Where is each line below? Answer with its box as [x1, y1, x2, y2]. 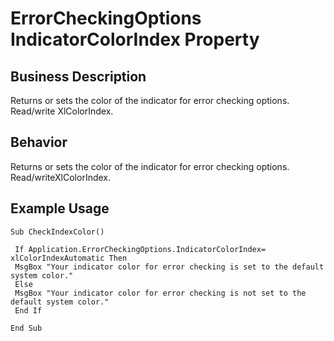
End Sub [10, 323, 43, 333]
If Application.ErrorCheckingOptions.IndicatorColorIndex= [14, 244, 267, 254]
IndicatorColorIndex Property [10, 28, 260, 51]
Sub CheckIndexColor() [10, 227, 105, 237]
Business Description [10, 68, 147, 85]
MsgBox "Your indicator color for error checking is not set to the [14, 288, 307, 298]
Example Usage [10, 200, 110, 217]
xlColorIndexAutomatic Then [10, 253, 128, 263]
